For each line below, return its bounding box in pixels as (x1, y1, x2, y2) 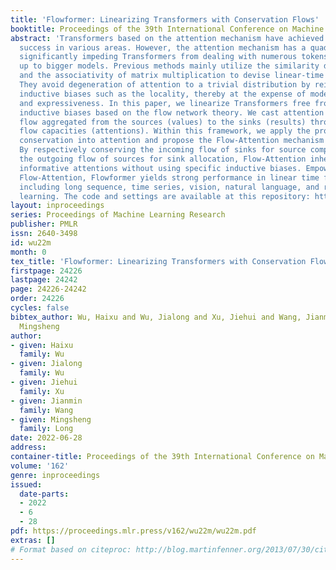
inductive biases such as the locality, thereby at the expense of (19, 89, 307, 99)
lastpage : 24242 (10, 275, 78, 285)
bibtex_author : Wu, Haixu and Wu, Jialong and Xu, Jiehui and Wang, (10, 312, 302, 322)
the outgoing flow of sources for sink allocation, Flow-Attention (19, 154, 307, 164)
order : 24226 (10, 294, 65, 304)
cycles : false (10, 303, 70, 313)
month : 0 (10, 247, 47, 257)
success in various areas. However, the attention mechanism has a (19, 42, 307, 53)
